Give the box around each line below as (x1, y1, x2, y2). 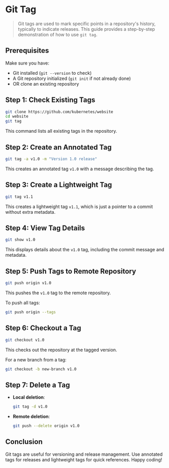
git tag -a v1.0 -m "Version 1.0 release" (5, 156, 97, 161)
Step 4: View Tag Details (5, 223, 86, 232)
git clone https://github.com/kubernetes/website (5, 109, 114, 114)
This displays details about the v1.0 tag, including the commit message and (5, 247, 165, 253)
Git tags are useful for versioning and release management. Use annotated (5, 451, 163, 457)
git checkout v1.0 (5, 337, 45, 342)
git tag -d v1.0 (12, 404, 48, 410)
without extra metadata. (5, 209, 56, 215)
